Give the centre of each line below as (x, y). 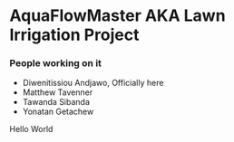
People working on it (56, 63)
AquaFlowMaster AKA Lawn (117, 16)
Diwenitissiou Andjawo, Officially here (93, 83)
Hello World (31, 129)
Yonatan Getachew (58, 112)
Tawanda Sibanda (56, 102)
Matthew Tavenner (58, 92)
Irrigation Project (74, 35)
